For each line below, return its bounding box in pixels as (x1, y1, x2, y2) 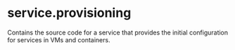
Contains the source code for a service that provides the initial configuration (7, 28, 229, 37)
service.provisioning (7, 5, 132, 21)
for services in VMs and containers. (7, 35, 110, 44)
